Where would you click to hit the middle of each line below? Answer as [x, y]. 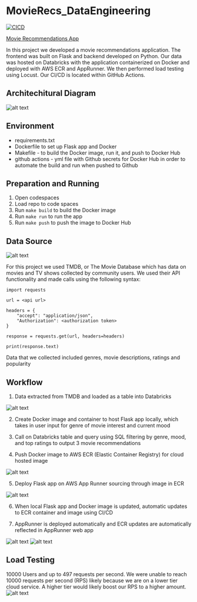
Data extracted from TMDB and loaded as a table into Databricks [93, 396]
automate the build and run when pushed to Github [76, 165]
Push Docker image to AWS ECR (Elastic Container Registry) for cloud [99, 454]
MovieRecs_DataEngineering [79, 11]
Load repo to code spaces [46, 204]
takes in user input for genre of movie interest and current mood [92, 425]
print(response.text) [33, 347]
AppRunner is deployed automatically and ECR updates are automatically [103, 524]
